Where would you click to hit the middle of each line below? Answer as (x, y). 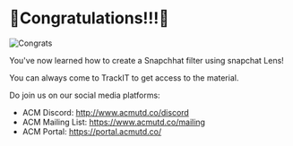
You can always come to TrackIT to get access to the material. (124, 77)
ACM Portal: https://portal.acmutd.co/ (92, 131)
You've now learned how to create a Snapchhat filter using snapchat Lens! (146, 60)
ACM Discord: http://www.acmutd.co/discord (106, 112)
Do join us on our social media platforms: (85, 95)
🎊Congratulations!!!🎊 (90, 18)
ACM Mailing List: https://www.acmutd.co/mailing (114, 122)
